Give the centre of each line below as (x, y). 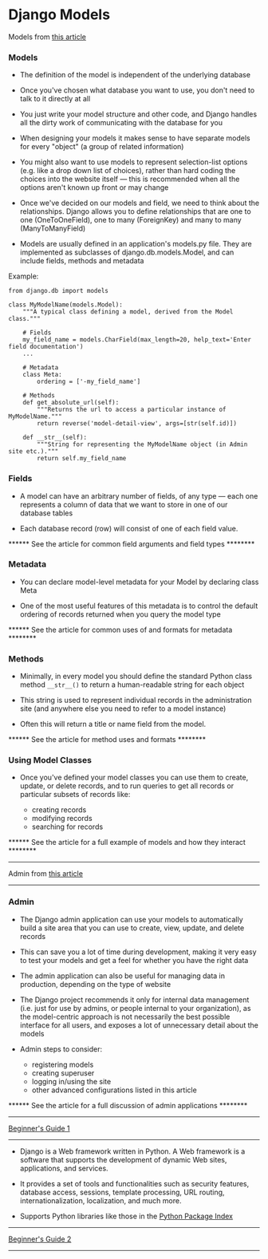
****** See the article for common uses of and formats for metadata (120, 629)
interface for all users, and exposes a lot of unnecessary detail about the (139, 1025)
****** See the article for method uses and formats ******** (107, 740)
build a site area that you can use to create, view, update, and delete (132, 928)
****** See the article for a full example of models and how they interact (127, 843)
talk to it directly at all (55, 99)
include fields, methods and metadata (82, 261)
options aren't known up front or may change (94, 187)
